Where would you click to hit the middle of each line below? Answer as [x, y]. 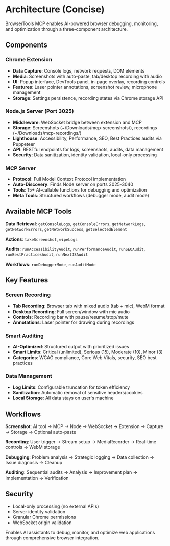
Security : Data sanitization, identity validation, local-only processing [85, 155]
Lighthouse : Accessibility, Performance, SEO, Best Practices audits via [87, 138]
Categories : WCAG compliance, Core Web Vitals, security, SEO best [84, 358]
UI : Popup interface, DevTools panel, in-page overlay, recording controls [89, 81]
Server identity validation [39, 511]
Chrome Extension [29, 60]
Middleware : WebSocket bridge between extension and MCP [77, 122]
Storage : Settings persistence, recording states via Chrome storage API [88, 98]
